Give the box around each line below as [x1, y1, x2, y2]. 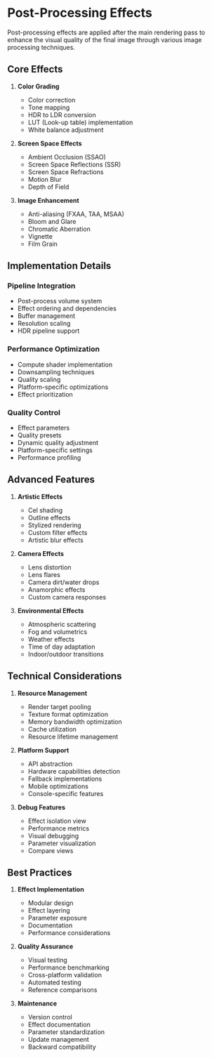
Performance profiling [17, 454, 81, 462]
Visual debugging [27, 831, 79, 840]
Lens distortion [27, 563, 72, 571]
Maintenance [17, 999, 58, 1008]
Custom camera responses [27, 593, 107, 601]
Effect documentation [27, 1020, 91, 1029]
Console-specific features [27, 789, 104, 798]
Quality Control [7, 407, 61, 417]
